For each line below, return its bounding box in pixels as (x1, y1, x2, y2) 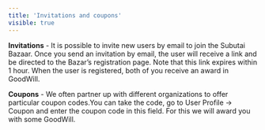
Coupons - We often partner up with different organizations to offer (8, 89, 229, 98)
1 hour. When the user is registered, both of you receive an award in (8, 65, 229, 75)
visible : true (8, 19, 55, 27)
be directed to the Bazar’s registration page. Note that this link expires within (8, 57, 258, 67)
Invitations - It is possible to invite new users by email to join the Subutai (8, 40, 245, 50)
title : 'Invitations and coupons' (8, 11, 123, 20)
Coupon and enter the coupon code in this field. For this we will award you (8, 106, 251, 115)
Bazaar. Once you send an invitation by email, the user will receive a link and (8, 49, 257, 58)
